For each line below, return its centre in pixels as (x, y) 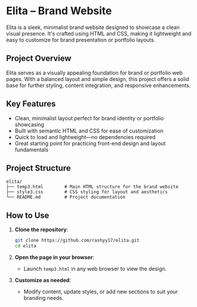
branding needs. (43, 298)
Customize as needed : (43, 280)
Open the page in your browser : (54, 257)
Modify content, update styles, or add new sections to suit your (101, 292)
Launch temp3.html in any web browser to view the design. (95, 269)
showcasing (29, 124)
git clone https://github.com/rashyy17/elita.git (77, 241)
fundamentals (31, 150)
